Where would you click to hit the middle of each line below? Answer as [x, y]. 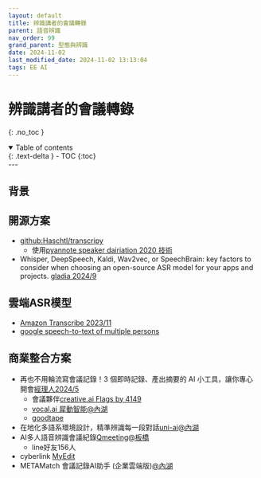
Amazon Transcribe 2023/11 [66, 323]
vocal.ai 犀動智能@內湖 [70, 409]
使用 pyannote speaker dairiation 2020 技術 [102, 250]
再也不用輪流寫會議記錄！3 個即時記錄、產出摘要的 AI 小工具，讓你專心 [136, 378]
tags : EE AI [28, 68]
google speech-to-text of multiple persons [90, 331]
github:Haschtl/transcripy [61, 241]
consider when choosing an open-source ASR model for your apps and [136, 267]
